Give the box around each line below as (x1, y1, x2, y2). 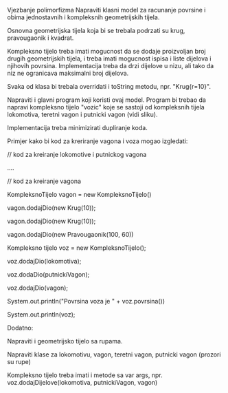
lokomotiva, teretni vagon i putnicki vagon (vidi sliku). (7, 110, 158, 118)
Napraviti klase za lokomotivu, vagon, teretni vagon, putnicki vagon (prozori (7, 350, 221, 359)
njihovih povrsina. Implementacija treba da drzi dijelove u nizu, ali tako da (7, 62, 214, 70)
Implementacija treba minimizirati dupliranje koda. (7, 124, 148, 131)
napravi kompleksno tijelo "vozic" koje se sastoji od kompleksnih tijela (7, 103, 205, 111)
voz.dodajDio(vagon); (7, 284, 69, 292)
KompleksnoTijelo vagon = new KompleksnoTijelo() (7, 191, 152, 198)
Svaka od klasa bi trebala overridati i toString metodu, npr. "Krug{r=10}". (7, 83, 212, 90)
